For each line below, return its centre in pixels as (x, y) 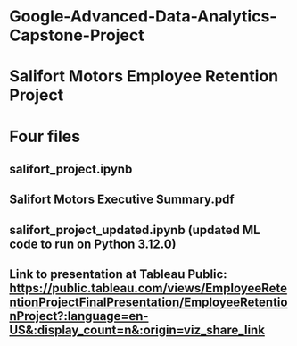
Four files (45, 136)
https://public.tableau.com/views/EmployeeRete (148, 288)
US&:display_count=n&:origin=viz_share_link (137, 330)
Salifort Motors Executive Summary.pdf (122, 200)
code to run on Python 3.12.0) (93, 244)
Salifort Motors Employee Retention (144, 76)
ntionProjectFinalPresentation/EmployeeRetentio (148, 303)
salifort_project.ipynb (71, 169)
